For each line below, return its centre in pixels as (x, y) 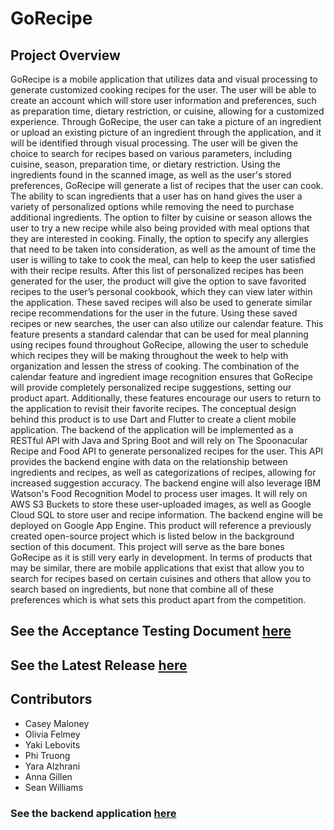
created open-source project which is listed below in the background (152, 536)
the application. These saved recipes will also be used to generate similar (161, 302)
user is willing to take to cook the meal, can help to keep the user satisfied (163, 260)
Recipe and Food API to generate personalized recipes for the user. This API (167, 451)
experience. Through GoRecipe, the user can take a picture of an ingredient (166, 121)
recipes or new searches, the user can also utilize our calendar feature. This (167, 323)
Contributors (51, 699)
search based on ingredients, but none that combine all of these (142, 589)
